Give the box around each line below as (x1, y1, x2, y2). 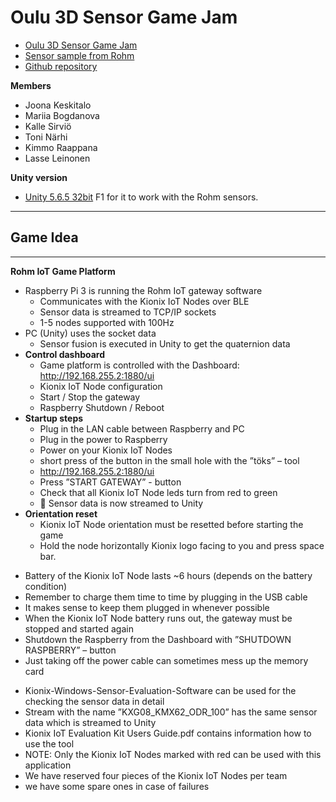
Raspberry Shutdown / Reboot (39, 401, 165, 413)
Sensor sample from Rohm (24, 49, 135, 61)
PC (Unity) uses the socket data (24, 327, 157, 339)
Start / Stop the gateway (39, 391, 141, 403)
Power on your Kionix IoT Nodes (39, 444, 173, 456)
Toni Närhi (24, 131, 68, 143)
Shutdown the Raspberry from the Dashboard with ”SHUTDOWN (24, 633, 292, 645)
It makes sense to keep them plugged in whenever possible (24, 601, 270, 613)
